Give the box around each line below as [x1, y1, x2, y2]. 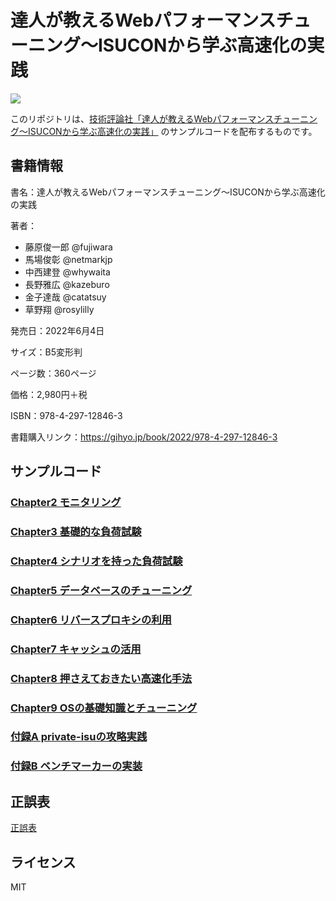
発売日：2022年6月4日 [10, 324, 105, 336]
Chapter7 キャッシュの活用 [10, 642, 142, 656]
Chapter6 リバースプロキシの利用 [10, 612, 172, 626]
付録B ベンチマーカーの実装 [10, 759, 143, 773]
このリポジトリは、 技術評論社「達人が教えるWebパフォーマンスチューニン [10, 112, 318, 125]
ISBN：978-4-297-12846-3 [10, 409, 123, 421]
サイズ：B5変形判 [10, 346, 83, 358]
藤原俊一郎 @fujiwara [24, 241, 113, 253]
